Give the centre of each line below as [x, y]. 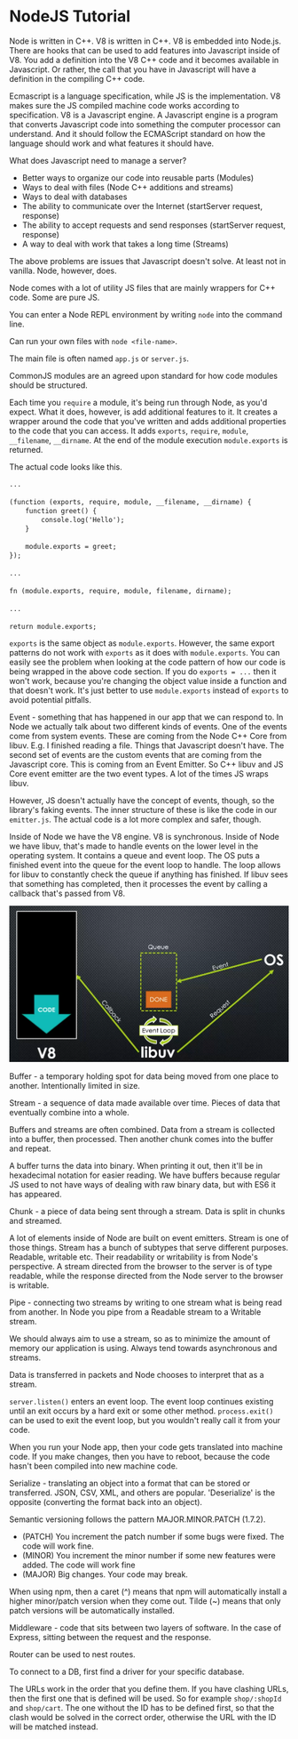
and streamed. [35, 1221]
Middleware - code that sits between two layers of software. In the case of [145, 1628]
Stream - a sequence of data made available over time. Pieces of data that [145, 1103]
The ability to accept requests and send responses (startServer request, [154, 225]
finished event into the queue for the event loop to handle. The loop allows [145, 865]
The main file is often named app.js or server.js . [99, 358]
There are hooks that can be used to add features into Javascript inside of [145, 50]
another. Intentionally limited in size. [74, 1086]
